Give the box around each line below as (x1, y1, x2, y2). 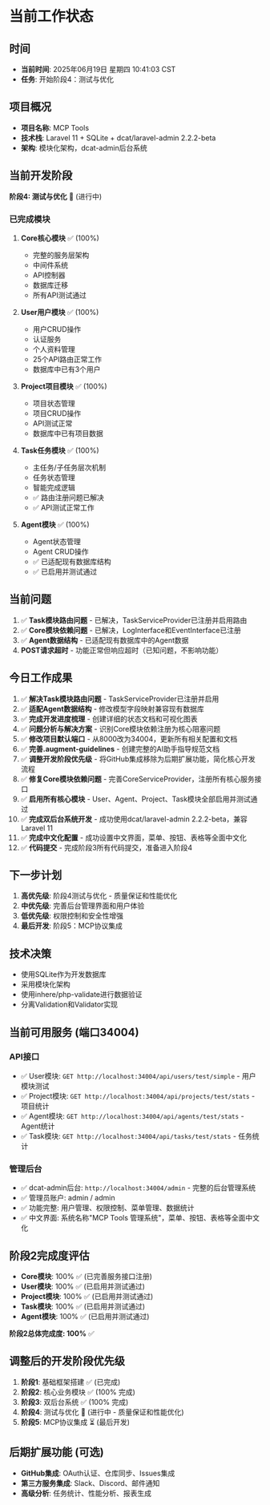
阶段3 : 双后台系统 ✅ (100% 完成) (20, 1397, 129, 1406)
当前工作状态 (9, 7, 95, 26)
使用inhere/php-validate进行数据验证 (20, 990, 143, 999)
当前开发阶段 (9, 169, 73, 183)
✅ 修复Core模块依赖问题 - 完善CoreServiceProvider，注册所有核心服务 (20, 774, 255, 784)
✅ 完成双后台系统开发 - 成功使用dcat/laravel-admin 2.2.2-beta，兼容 (20, 814, 248, 824)
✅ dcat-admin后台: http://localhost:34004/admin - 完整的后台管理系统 (20, 1183, 256, 1192)
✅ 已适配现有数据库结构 (32, 556, 111, 566)
